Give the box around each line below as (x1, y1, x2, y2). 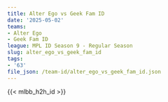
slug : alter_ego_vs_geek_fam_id (7, 49, 101, 56)
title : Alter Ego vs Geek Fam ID (7, 10, 105, 17)
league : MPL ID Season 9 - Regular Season (7, 42, 133, 49)
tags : (7, 56, 23, 62)
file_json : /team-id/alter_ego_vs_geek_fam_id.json (7, 68, 161, 75)
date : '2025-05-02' (7, 17, 64, 24)
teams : (7, 23, 27, 30)
